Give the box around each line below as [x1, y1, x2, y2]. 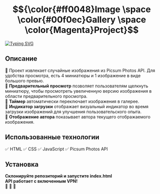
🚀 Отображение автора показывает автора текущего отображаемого [5, 113, 151, 120]
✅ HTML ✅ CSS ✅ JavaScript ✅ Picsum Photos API [5, 146, 108, 152]
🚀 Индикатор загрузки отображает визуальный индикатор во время [5, 103, 149, 109]
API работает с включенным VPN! [5, 178, 78, 184]
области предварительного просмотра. [5, 93, 88, 99]
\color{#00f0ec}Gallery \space [17, 14, 146, 25]
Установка [5, 160, 39, 168]
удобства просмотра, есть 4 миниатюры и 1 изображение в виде [5, 72, 141, 79]
